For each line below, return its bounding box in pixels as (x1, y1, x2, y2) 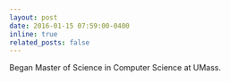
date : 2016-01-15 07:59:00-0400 (9, 21, 130, 30)
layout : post (9, 12, 58, 22)
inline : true (9, 29, 58, 38)
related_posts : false (9, 37, 90, 47)
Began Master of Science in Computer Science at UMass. (9, 62, 222, 73)
